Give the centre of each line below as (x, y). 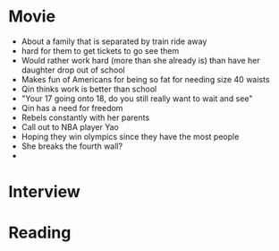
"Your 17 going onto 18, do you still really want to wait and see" (137, 98)
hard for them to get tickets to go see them (100, 50)
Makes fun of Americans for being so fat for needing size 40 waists (145, 79)
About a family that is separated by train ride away (114, 41)
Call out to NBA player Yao (70, 126)
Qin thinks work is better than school (89, 89)
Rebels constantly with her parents (85, 117)
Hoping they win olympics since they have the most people (130, 136)
